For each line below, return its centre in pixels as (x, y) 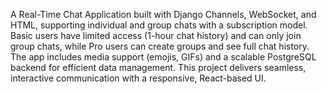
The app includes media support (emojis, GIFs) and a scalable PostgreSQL (163, 57)
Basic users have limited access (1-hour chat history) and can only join (156, 35)
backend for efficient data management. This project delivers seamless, (158, 67)
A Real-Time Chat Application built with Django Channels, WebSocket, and (163, 14)
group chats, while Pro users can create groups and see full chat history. (160, 46)
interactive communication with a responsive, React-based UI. (138, 78)
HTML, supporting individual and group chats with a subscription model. (159, 25)
